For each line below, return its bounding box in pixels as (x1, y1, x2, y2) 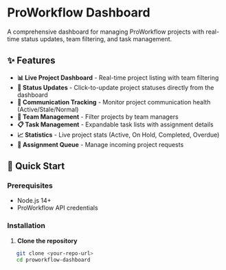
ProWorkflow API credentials (16, 204, 98, 212)
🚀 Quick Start (7, 160, 65, 172)
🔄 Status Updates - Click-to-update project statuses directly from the (16, 83, 214, 91)
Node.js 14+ (16, 196, 52, 205)
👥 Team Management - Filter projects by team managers (16, 112, 179, 121)
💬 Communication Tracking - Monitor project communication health (16, 98, 211, 106)
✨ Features (7, 55, 56, 67)
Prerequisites (7, 181, 53, 190)
